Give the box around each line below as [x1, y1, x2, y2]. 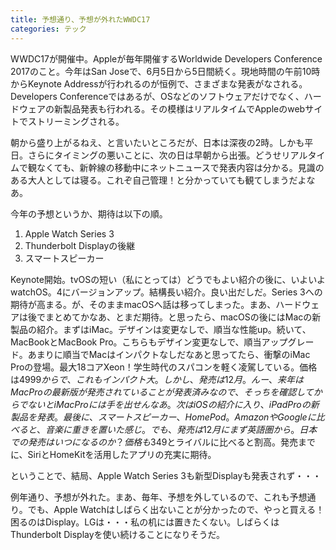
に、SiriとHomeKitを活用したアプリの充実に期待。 [10, 448, 217, 460]
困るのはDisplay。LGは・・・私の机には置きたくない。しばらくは [10, 516, 280, 528]
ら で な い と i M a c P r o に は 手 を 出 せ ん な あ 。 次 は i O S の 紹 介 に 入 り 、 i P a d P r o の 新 [10, 398, 320, 410]
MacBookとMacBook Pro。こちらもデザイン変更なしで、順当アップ [10, 336, 288, 348]
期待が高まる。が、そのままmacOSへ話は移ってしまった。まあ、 [10, 298, 277, 310]
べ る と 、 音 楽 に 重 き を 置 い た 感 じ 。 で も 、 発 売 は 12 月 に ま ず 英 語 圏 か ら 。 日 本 [10, 423, 318, 435]
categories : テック [10, 24, 87, 34]
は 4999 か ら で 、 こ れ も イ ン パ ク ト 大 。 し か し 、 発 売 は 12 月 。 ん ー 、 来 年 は [10, 373, 304, 385]
